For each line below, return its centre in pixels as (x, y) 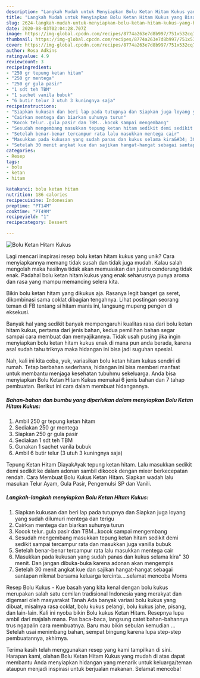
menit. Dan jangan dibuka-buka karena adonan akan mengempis (94, 563)
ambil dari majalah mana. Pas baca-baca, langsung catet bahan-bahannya (97, 619)
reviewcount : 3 (25, 62)
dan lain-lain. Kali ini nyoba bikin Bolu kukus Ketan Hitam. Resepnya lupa (95, 612)
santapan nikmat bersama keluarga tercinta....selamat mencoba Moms (101, 576)
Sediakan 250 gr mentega (46, 427)
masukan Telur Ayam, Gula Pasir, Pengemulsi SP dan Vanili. (79, 483)
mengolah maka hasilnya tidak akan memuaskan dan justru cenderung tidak (99, 269)
